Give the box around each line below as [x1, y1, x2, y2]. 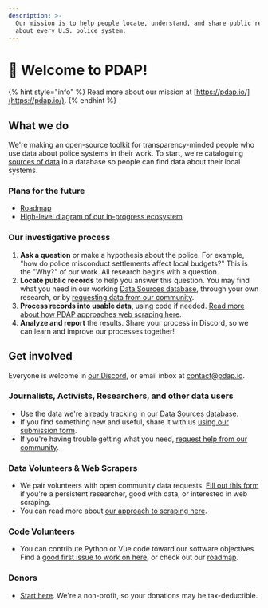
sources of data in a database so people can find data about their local [8, 157, 241, 167]
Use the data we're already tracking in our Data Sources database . [19, 409, 239, 418]
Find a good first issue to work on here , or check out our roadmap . [19, 552, 239, 563]
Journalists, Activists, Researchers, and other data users [8, 390, 234, 401]
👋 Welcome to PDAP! [8, 61, 148, 79]
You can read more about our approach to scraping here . [19, 506, 207, 515]
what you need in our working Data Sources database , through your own [19, 284, 259, 294]
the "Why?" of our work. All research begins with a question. [19, 266, 219, 276]
